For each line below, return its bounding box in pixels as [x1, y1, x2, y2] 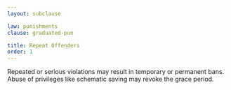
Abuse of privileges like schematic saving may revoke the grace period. [7, 75, 214, 84]
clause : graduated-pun [7, 29, 74, 36]
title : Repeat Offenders [7, 42, 80, 49]
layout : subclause [7, 10, 61, 17]
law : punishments [7, 22, 58, 30]
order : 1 [7, 48, 33, 56]
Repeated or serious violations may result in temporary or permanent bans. [7, 68, 225, 76]
